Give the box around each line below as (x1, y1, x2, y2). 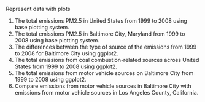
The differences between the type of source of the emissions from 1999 (14, 43, 197, 50)
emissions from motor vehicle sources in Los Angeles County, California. (14, 89, 199, 96)
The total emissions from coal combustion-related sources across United (14, 57, 199, 63)
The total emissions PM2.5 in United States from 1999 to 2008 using (14, 17, 188, 24)
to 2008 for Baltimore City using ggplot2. (14, 50, 118, 57)
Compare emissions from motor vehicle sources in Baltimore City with (14, 82, 191, 90)
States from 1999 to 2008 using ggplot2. (14, 63, 117, 70)
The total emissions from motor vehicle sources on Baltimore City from (14, 69, 194, 76)
